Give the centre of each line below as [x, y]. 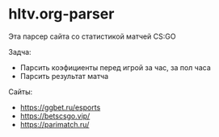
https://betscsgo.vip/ [55, 116]
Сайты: [21, 91]
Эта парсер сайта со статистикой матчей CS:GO [92, 36]
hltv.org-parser [61, 14]
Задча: [20, 52]
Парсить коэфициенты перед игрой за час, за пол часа [116, 67]
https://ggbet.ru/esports [60, 107]
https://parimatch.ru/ [55, 124]
